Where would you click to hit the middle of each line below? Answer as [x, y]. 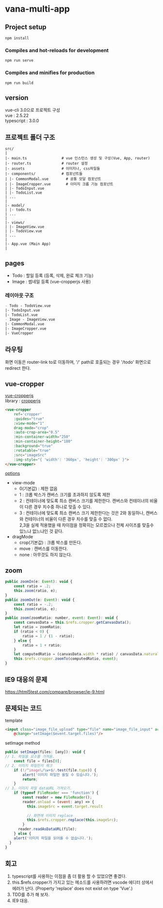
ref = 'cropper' [28, 414]
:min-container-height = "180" [43, 442]
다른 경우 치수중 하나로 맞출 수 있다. [58, 507]
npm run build [19, 83]
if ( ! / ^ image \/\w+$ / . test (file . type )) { [55, 770]
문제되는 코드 [24, 708]
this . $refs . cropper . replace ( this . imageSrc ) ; [72, 820]
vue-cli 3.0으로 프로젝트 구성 [33, 110]
